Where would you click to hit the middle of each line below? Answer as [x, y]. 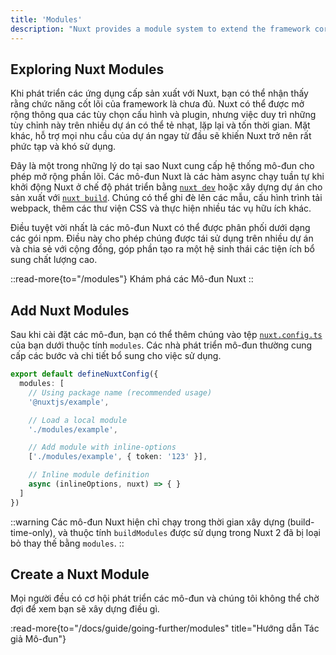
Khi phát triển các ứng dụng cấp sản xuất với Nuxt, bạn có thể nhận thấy [159, 93]
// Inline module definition [89, 475]
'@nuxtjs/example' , [69, 402]
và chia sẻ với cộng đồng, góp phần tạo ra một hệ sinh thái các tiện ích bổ [162, 249]
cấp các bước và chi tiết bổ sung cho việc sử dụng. [116, 356]
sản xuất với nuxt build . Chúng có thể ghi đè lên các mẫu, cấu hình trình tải [166, 198]
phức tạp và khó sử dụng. [63, 147]
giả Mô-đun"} [38, 639]
